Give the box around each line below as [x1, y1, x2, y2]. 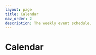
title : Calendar [5, 12, 39, 17]
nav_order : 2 [5, 16, 32, 21]
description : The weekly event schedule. [5, 20, 92, 26]
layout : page [5, 7, 32, 12]
